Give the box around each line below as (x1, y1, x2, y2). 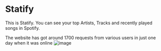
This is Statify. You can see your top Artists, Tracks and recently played (5, 20, 153, 26)
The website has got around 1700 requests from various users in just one (5, 35, 156, 41)
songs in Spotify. (5, 25, 40, 31)
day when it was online (5, 40, 53, 46)
